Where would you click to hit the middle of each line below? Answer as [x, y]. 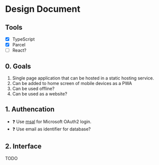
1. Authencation [30, 109]
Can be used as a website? [40, 94]
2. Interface [23, 146]
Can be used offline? [33, 88]
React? [19, 50]
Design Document [43, 9]
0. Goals [18, 66]
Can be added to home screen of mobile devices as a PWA [72, 83]
